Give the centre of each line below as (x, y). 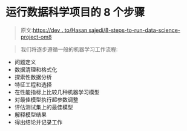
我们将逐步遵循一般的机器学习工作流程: (69, 49)
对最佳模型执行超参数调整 (46, 99)
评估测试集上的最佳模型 (44, 107)
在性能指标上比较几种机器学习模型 (57, 92)
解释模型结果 (30, 114)
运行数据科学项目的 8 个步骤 (75, 12)
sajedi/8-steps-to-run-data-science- (135, 30)
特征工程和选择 (33, 84)
